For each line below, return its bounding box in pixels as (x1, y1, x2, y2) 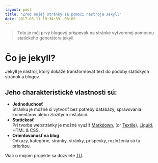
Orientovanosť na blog (12, 132, 59, 138)
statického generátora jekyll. (17, 35, 75, 41)
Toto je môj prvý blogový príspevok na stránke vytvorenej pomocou (17, 30, 154, 36)
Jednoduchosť (12, 101, 43, 107)
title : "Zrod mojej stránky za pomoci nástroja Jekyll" (5, 12, 122, 17)
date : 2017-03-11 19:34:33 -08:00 (5, 16, 76, 21)
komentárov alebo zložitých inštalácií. (12, 112, 88, 118)
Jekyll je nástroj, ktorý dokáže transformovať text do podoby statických (5, 68, 150, 74)
